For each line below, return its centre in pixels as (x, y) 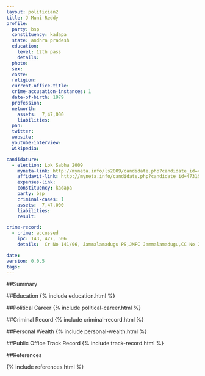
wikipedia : (26, 148)
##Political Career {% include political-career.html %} (74, 308)
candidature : (23, 160)
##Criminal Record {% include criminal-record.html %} (75, 320)
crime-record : (24, 227)
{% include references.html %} (45, 367)
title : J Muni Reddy (33, 18)
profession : (27, 103)
